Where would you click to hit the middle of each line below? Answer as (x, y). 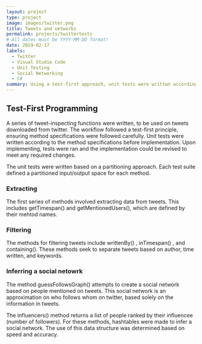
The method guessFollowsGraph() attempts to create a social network (93, 284)
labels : (16, 51)
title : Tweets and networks (41, 29)
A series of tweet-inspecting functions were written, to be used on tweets (97, 123)
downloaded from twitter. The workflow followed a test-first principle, (92, 129)
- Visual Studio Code (39, 62)
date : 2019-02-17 (28, 46)
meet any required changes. (41, 155)
